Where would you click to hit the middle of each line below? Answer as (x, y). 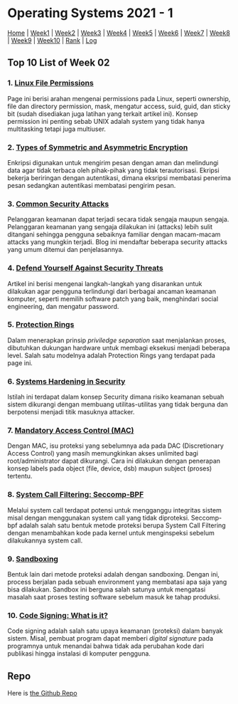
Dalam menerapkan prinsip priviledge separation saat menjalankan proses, (117, 340)
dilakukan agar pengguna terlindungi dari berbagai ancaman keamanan (112, 291)
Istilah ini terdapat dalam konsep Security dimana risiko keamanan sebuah (116, 397)
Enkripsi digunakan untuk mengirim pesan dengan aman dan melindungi (113, 162)
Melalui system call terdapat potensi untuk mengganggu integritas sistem (114, 510)
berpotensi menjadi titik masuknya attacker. (71, 412)
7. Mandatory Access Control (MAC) (71, 431)
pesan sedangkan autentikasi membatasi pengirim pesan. (92, 185)
